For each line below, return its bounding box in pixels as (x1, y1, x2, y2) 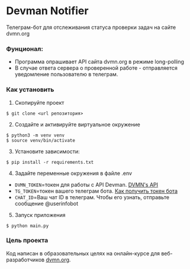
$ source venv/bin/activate (6, 137, 76, 143)
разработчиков (6, 256, 45, 263)
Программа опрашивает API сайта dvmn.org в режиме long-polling (14, 58, 185, 66)
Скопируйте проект (14, 99, 65, 106)
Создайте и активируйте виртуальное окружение (14, 121, 140, 128)
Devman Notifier (6, 4, 89, 18)
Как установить (6, 86, 54, 94)
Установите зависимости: (14, 148, 80, 155)
